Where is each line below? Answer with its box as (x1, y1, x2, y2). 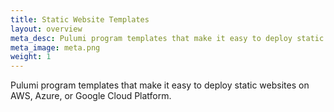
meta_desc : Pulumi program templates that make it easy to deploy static (10, 33, 325, 43)
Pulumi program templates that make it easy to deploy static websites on (10, 79, 310, 91)
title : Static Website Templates (10, 14, 150, 25)
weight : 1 (10, 52, 52, 62)
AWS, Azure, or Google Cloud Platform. (10, 90, 172, 102)
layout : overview (10, 24, 83, 34)
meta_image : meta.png (10, 42, 101, 53)
